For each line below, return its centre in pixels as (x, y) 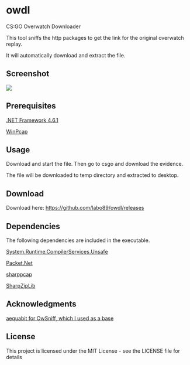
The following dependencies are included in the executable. (78, 240)
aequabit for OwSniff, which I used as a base (60, 318)
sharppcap (19, 274)
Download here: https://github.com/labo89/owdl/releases (75, 208)
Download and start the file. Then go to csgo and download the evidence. (95, 164)
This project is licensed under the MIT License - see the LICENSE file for (93, 351)
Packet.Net (20, 263)
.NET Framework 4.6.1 (32, 120)
